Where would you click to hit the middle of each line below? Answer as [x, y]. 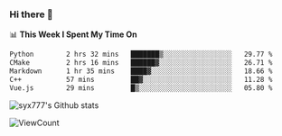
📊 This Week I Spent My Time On [73, 34]
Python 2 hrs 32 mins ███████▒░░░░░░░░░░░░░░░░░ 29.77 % [141, 54]
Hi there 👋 [32, 14]
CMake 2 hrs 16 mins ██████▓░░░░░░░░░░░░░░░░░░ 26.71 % [141, 63]
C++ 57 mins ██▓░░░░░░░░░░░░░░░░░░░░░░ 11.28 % [141, 79]
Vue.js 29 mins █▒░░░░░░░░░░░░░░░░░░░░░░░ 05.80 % [141, 88]
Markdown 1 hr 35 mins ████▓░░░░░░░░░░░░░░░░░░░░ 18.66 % [141, 71]
